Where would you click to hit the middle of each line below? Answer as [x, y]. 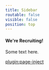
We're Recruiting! [24, 40]
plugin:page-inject [25, 62]
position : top [20, 24]
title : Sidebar [21, 10]
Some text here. [22, 52]
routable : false [22, 15]
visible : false [21, 19]
